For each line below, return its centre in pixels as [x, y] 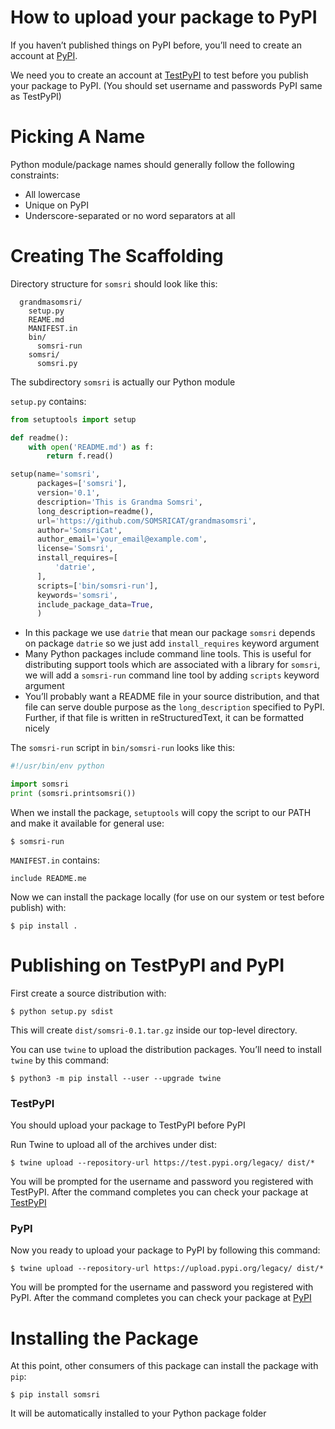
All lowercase [52, 194]
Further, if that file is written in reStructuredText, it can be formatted [164, 718]
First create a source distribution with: [88, 993]
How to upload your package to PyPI [164, 17]
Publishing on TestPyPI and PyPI [147, 965]
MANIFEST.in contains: [55, 860]
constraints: [35, 175]
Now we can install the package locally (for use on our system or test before [167, 897]
